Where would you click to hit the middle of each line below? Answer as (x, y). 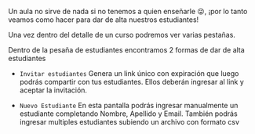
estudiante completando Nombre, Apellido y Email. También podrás (128, 114)
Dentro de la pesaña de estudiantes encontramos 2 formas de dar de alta (126, 50)
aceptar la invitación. (53, 90)
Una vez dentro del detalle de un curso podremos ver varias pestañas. (122, 35)
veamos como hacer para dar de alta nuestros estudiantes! (104, 20)
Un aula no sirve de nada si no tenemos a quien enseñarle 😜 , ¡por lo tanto (128, 11)
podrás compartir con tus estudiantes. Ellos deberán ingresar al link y (132, 82)
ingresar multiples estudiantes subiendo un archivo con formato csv (129, 122)
